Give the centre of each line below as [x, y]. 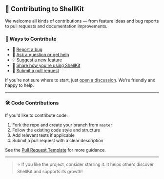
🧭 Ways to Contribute [31, 39]
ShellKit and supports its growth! [50, 172]
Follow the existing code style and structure [56, 130]
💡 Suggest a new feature [37, 60]
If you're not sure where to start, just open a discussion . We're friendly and [80, 80]
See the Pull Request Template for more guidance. [56, 150]
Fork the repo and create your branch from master [62, 125]
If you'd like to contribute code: [37, 115]
